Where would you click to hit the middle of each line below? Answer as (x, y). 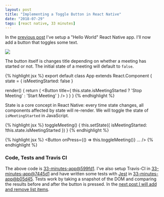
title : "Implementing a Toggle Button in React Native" (63, 14)
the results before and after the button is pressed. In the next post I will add (81, 184)
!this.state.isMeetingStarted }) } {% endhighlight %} (57, 130)
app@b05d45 (19, 179)
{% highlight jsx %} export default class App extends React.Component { (79, 76)
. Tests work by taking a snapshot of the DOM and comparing (94, 179)
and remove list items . (27, 189)
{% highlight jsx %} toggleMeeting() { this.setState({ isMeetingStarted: (76, 125)
